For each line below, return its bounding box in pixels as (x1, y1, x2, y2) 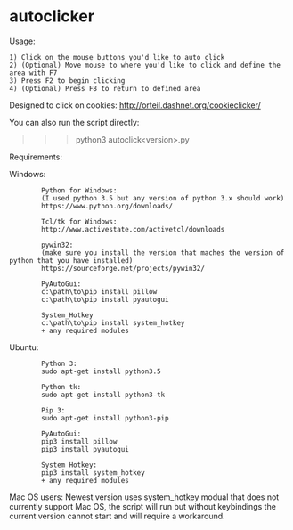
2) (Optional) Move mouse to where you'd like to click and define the (9, 61, 281, 69)
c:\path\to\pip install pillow (41, 287, 158, 296)
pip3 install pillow (41, 436, 118, 446)
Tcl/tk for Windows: (41, 216, 118, 226)
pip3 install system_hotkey (41, 468, 145, 477)
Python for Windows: (41, 185, 118, 195)
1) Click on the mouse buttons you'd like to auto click (9, 53, 225, 61)
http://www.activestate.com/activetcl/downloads (41, 224, 225, 233)
